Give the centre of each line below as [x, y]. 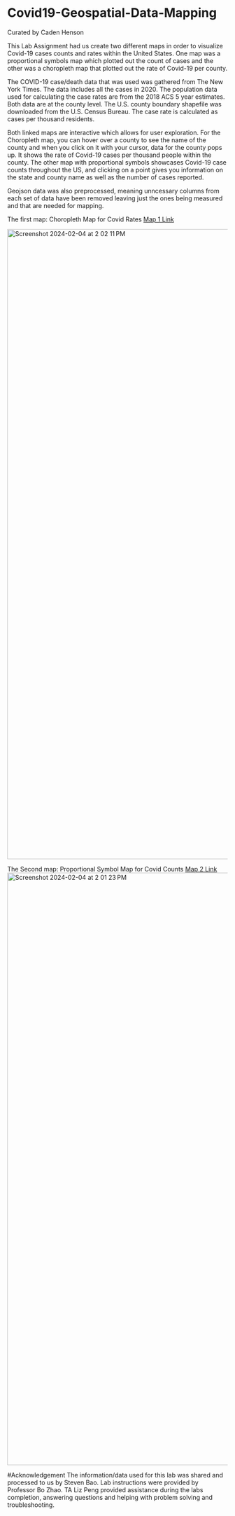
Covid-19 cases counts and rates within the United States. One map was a [114, 53]
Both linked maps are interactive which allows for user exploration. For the [114, 132]
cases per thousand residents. [51, 119]
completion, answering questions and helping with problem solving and [110, 1497]
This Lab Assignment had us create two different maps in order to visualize [115, 46]
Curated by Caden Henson [45, 32]
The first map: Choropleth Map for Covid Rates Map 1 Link [91, 219]
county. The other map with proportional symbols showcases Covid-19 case [117, 162]
